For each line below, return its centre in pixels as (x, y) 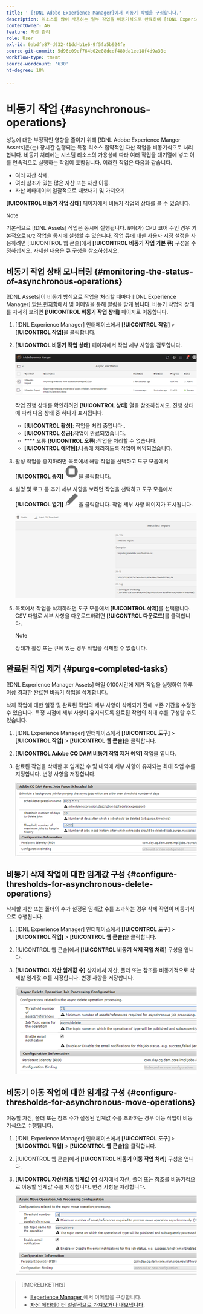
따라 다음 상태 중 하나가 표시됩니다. (63, 413)
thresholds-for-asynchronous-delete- (80, 884)
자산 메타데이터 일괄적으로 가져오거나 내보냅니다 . (87, 1304)
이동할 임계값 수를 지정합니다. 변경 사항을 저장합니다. (84, 1186)
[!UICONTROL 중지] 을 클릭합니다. (63, 476)
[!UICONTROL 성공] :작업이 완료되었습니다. (75, 433)
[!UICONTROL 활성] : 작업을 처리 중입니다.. (75, 425)
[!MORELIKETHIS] (43, 1284)
